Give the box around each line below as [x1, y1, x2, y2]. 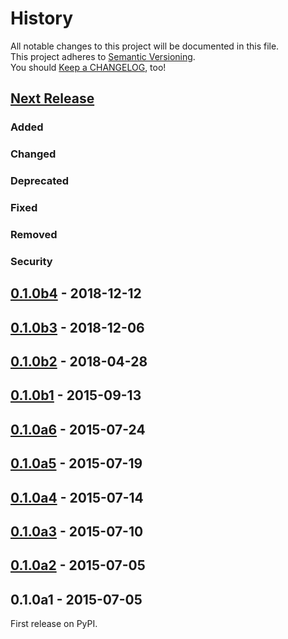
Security [10, 254, 53, 268]
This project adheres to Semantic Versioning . [10, 50, 196, 62]
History [10, 7, 74, 30]
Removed [10, 227, 58, 241]
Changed [10, 147, 57, 161]
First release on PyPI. [10, 618, 98, 630]
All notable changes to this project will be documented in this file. [10, 40, 280, 52]
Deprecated [10, 174, 70, 188]
